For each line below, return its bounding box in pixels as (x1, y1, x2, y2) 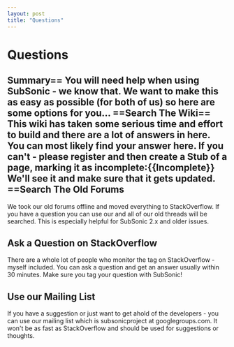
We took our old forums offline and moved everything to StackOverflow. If (7, 202, 220, 210)
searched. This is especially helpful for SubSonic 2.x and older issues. (7, 217, 210, 226)
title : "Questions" (7, 17, 64, 24)
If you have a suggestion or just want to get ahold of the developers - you (7, 309, 219, 318)
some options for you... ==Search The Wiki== (7, 108, 211, 119)
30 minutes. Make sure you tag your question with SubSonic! (7, 270, 183, 279)
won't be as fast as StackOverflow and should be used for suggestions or (7, 324, 219, 332)
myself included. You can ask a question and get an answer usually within (7, 263, 220, 272)
